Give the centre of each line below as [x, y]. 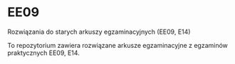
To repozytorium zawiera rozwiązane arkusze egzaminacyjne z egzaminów [117, 45]
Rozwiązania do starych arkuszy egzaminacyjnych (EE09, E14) [99, 32]
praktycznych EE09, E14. [43, 53]
